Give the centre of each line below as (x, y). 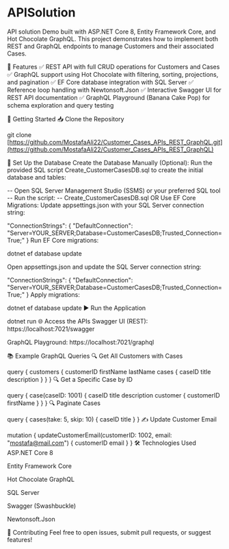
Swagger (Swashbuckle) (42, 506)
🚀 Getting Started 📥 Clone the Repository (66, 119)
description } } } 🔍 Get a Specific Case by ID (70, 379)
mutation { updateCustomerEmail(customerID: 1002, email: (90, 435)
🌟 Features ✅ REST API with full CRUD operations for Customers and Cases (113, 66)
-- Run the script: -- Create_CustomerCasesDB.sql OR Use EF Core (102, 197)
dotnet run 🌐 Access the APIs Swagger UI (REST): (78, 321)
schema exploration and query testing (60, 105)
